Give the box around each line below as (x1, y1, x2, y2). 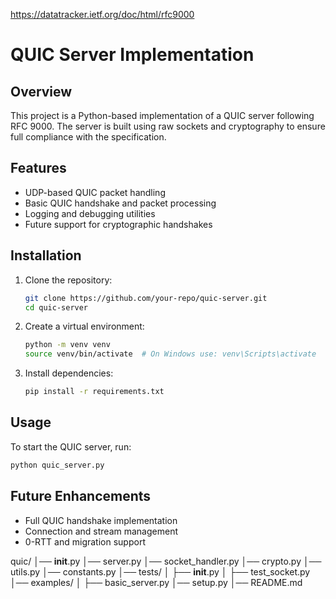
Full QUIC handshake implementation (24, 514, 178, 526)
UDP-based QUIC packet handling (24, 186, 166, 198)
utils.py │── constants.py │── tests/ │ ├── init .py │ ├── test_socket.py (10, 565, 311, 578)
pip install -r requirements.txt (24, 387, 165, 397)
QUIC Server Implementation (10, 44, 255, 66)
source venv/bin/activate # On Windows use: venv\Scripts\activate (24, 349, 317, 359)
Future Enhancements (10, 488, 152, 505)
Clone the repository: (24, 274, 113, 286)
